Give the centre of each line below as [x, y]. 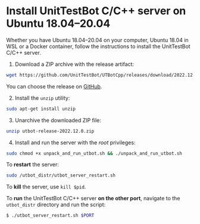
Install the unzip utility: [42, 98]
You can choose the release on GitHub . [54, 86]
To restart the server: [33, 165]
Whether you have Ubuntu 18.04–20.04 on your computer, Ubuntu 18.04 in [97, 40]
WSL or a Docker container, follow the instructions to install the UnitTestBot [98, 46]
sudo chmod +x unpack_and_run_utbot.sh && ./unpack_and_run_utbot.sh [94, 153]
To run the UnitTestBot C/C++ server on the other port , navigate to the [93, 198]
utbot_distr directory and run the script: [56, 205]
